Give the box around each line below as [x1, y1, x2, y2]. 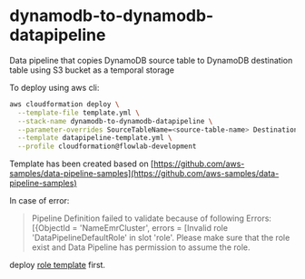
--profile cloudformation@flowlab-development [17, 142, 197, 151]
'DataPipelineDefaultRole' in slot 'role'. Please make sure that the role [31, 233, 290, 244]
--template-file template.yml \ [17, 108, 141, 117]
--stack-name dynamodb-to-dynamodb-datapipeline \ [17, 116, 213, 125]
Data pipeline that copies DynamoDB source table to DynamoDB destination [9, 55, 293, 65]
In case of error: [9, 195, 70, 206]
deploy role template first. [9, 260, 106, 271]
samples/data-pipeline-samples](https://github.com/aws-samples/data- [9, 168, 280, 179]
